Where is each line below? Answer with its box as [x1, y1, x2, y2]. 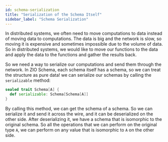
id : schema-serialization [5, 7, 59, 13]
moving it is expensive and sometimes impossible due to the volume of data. [5, 41, 163, 47]
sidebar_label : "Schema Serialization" [5, 17, 89, 22]
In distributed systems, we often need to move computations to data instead [5, 31, 162, 37]
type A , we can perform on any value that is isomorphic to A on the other [5, 127, 154, 133]
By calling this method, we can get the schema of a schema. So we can [5, 106, 153, 111]
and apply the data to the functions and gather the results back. [5, 52, 137, 58]
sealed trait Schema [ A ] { [5, 87, 59, 92]
